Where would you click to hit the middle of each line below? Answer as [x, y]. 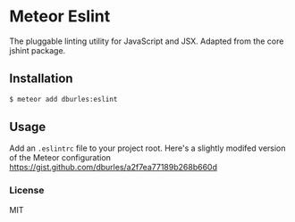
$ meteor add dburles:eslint [63, 99]
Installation [41, 79]
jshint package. [38, 50]
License [27, 191]
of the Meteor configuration [60, 158]
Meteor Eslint [60, 16]
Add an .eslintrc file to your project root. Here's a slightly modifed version [147, 148]
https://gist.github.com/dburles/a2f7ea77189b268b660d [113, 168]
